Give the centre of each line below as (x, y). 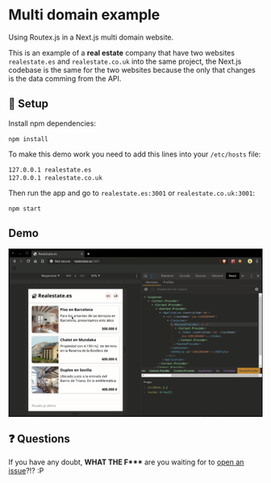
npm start (25, 208)
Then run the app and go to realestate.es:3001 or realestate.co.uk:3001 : (132, 193)
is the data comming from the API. (65, 78)
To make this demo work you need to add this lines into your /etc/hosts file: (135, 154)
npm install (28, 139)
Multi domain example (84, 15)
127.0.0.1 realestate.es (50, 170)
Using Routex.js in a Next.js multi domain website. (91, 37)
